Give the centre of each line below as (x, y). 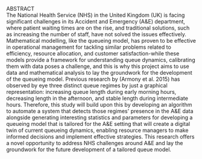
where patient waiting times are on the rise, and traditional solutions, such (98, 28)
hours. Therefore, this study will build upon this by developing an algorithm (99, 104)
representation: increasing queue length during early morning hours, (91, 92)
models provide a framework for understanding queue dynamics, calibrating (101, 60)
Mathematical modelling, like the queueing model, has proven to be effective (101, 41)
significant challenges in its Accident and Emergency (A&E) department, (96, 21)
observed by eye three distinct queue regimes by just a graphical (87, 86)
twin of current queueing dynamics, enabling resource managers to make (97, 130)
